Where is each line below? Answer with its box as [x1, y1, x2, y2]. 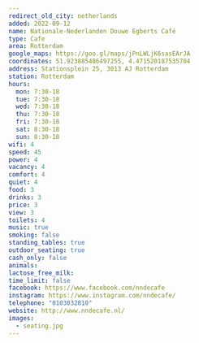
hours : [8, 80, 31, 88]
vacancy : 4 [8, 163, 45, 171]
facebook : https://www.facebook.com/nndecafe [8, 284, 165, 293]
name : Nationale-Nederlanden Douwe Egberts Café [8, 27, 176, 35]
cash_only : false [8, 254, 67, 262]
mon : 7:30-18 [15, 87, 60, 96]
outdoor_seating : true [8, 246, 85, 254]
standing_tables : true [8, 239, 85, 247]
